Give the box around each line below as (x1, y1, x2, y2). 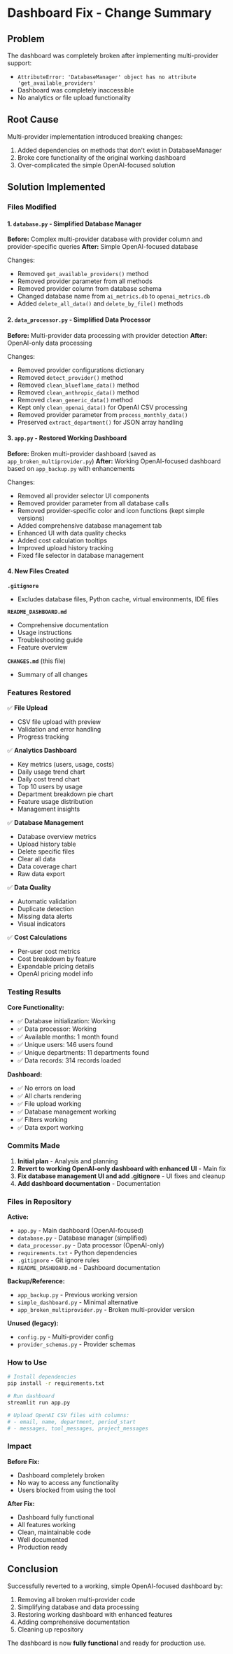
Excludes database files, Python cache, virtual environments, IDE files (17, 594, 219, 603)
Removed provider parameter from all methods (17, 277, 153, 285)
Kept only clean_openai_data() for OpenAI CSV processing (17, 403, 188, 411)
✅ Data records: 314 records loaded (17, 1056, 121, 1065)
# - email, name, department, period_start (7, 1418, 136, 1426)
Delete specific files (17, 847, 75, 856)
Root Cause (7, 114, 59, 125)
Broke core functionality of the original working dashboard (17, 153, 186, 162)
